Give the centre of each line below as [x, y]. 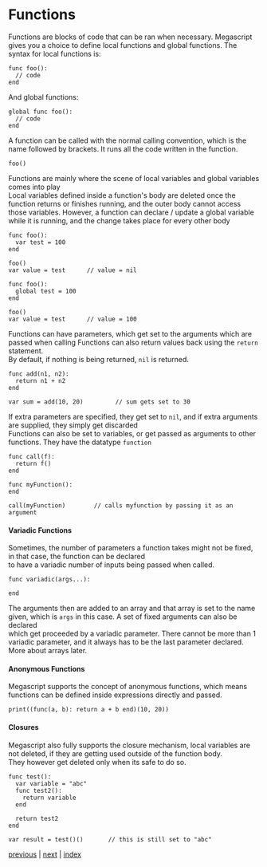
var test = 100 [41, 242]
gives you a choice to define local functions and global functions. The [123, 45]
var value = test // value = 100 [73, 319]
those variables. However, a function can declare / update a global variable [132, 212]
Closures [24, 727]
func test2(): [39, 790]
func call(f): [32, 456]
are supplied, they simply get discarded [73, 425]
